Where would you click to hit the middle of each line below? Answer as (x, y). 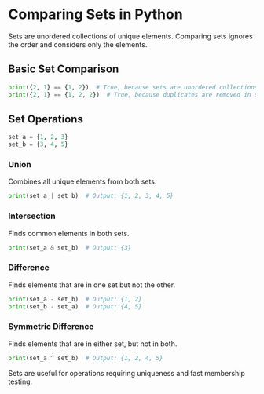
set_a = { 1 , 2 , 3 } (38, 137)
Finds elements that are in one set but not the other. (92, 285)
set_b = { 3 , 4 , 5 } (38, 144)
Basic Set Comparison (64, 69)
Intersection (32, 216)
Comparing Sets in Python (95, 15)
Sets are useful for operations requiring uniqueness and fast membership (126, 373)
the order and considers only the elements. (78, 44)
